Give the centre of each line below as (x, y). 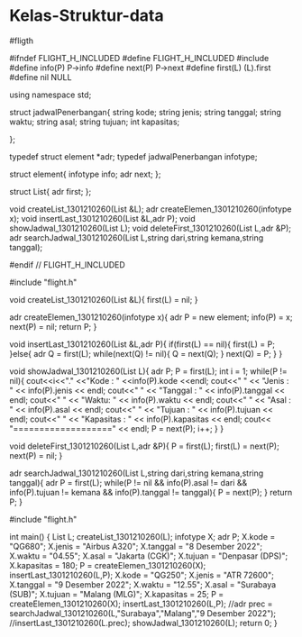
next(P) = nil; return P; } (53, 326)
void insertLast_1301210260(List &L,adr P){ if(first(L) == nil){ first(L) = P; (142, 344)
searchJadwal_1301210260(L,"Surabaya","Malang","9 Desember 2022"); (143, 613)
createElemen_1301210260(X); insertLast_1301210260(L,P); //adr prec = (141, 604)
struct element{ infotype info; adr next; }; (85, 174)
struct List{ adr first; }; (50, 191)
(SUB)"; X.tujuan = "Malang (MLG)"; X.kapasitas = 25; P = (117, 594)
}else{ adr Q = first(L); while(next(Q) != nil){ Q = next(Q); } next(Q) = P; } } (146, 353)
